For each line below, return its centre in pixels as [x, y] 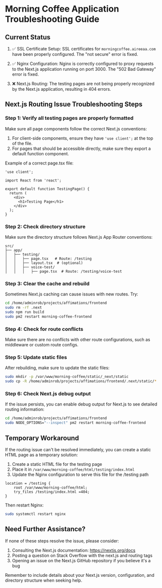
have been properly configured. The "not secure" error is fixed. [75, 54]
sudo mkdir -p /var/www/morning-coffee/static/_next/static [67, 377]
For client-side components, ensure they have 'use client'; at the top [82, 138]
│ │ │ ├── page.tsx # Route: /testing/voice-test [64, 271]
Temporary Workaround [42, 438]
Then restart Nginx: [24, 505]
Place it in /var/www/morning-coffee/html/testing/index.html [73, 469]
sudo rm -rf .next [23, 308]
